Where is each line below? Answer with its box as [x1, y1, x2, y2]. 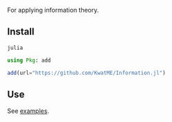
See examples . [7, 107, 50, 115]
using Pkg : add [7, 57, 51, 64]
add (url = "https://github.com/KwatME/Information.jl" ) [7, 69, 166, 76]
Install [7, 26, 35, 37]
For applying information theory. [7, 6, 99, 14]
